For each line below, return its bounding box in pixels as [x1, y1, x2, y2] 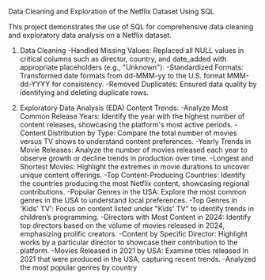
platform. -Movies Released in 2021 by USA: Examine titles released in [19, 246, 249, 255]
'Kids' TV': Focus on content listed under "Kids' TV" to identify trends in [19, 204, 255, 213]
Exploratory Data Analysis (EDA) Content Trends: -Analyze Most [19, 103, 229, 112]
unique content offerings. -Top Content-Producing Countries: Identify [19, 170, 246, 180]
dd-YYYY [19, 79, 51, 89]
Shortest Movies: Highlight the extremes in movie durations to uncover [19, 162, 250, 171]
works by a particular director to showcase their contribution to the [19, 237, 238, 247]
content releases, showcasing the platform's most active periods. [19, 120, 233, 129]
